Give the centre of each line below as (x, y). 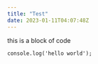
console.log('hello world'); (50, 53)
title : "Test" (28, 14)
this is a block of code (39, 40)
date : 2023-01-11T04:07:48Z (48, 20)
